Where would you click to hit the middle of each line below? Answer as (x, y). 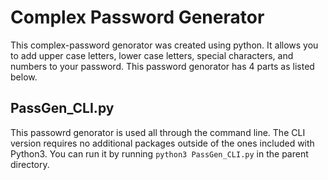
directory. (30, 164)
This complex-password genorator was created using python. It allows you (164, 45)
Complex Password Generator (137, 17)
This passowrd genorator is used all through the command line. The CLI (158, 132)
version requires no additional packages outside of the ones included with (162, 143)
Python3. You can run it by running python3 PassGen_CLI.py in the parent (159, 153)
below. (24, 77)
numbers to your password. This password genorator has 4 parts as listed (162, 66)
